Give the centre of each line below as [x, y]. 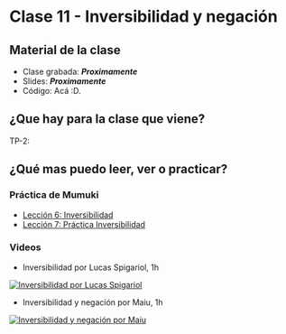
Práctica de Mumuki [54, 195]
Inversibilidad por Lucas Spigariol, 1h [91, 267]
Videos [25, 247]
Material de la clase [65, 50]
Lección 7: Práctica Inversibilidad [84, 224]
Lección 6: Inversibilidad [68, 215]
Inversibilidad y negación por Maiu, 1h [93, 302]
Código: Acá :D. [51, 91]
